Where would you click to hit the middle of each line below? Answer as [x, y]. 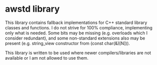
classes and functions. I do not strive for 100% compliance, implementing [79, 27]
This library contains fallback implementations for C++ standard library [76, 22]
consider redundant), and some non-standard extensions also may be [75, 38]
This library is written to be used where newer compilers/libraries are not [78, 53]
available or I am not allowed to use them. [47, 58]
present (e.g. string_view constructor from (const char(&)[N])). [68, 43]
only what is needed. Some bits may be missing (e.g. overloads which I [76, 33]
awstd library [32, 9]
